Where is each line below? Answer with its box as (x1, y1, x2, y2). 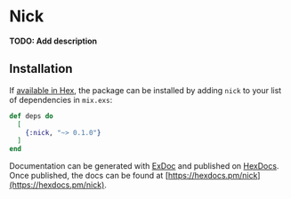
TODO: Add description (9, 36, 98, 46)
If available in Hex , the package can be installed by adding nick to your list (9, 84, 282, 95)
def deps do (9, 111, 53, 121)
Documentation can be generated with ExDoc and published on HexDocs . (9, 161, 279, 171)
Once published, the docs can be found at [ (9, 171, 169, 181)
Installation (9, 61, 73, 76)
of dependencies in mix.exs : (9, 94, 113, 105)
